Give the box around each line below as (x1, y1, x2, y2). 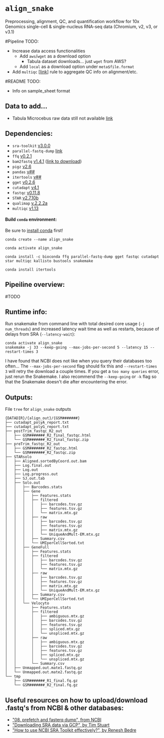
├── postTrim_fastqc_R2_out (5, 429, 63, 434)
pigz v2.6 (12, 163, 32, 169)
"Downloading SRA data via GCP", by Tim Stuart (12, 722, 109, 728)
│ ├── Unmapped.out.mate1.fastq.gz (5, 666, 82, 671)
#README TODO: (5, 78, 41, 84)
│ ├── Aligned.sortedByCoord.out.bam (5, 459, 87, 464)
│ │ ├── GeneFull (5, 545, 50, 550)
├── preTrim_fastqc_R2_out (5, 442, 60, 447)
